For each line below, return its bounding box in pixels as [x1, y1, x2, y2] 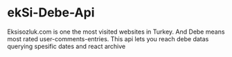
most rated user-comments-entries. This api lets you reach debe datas [7, 34, 209, 43]
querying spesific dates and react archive [7, 42, 126, 50]
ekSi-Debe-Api [7, 5, 95, 21]
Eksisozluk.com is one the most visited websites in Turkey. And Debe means [7, 27, 225, 36]
